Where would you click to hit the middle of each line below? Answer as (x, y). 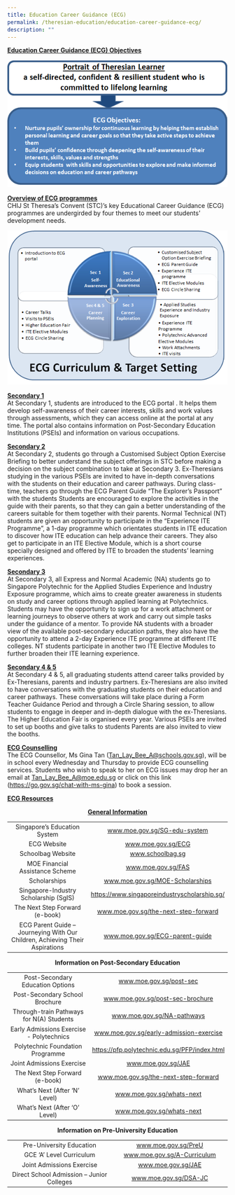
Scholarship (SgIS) (48, 898)
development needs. (37, 221)
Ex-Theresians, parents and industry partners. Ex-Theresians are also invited (117, 682)
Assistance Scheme (48, 871)
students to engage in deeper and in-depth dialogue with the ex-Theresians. (117, 712)
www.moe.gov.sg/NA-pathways (158, 1015)
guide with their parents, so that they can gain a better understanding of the (116, 506)
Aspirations (48, 947)
